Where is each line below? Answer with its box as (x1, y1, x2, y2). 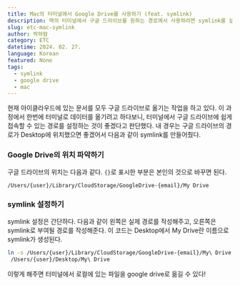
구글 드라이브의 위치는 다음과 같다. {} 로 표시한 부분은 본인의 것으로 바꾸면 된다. (7, 167, 227, 176)
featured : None (7, 57, 53, 64)
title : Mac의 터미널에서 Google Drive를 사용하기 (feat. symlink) (7, 10, 193, 18)
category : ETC (7, 37, 50, 44)
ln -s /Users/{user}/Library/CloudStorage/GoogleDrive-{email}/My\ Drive (7, 249, 232, 256)
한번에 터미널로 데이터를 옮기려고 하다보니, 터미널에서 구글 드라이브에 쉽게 (26, 113, 233, 121)
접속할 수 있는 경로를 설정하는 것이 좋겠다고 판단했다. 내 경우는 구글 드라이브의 (7, 122, 225, 130)
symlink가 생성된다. (7, 234, 63, 243)
